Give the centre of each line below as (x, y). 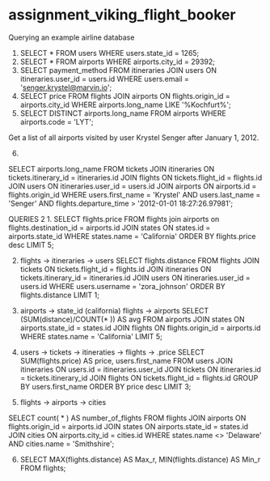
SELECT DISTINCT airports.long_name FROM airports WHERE (123, 113)
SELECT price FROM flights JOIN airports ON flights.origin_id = (125, 96)
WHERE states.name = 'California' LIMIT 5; (91, 336)
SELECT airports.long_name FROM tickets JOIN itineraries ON (112, 168)
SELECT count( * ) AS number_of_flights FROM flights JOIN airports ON (127, 418)
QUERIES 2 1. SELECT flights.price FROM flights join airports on (114, 219)
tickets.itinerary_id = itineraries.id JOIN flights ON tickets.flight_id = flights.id (135, 177)
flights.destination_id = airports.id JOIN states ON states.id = (110, 228)
